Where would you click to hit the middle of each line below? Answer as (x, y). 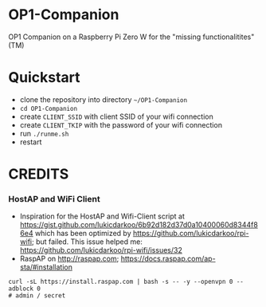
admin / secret (41, 296)
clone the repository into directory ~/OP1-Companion (104, 99)
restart (31, 142)
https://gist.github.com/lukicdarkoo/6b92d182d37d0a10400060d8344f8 (139, 225)
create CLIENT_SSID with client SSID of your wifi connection (116, 116)
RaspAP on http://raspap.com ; (69, 259)
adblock (21, 289)
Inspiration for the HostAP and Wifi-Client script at (102, 216)
